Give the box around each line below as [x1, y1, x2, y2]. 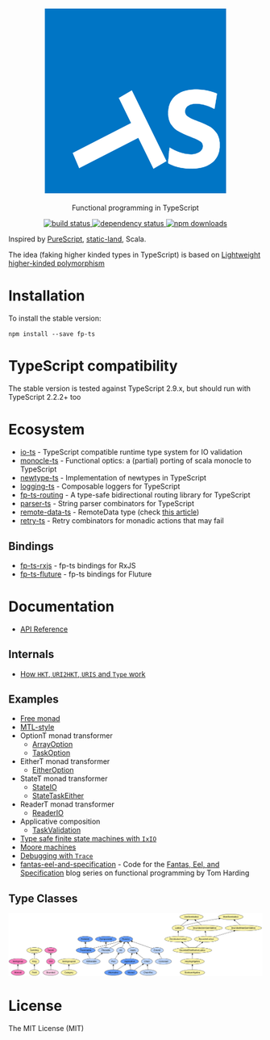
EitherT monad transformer [19, 757, 110, 766]
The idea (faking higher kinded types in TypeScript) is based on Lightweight [8, 250, 261, 260]
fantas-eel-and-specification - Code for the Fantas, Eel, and [19, 860, 220, 870]
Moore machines [19, 842, 77, 852]
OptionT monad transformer [19, 731, 113, 740]
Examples [8, 693, 59, 707]
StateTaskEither [31, 791, 85, 801]
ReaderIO [31, 808, 64, 818]
